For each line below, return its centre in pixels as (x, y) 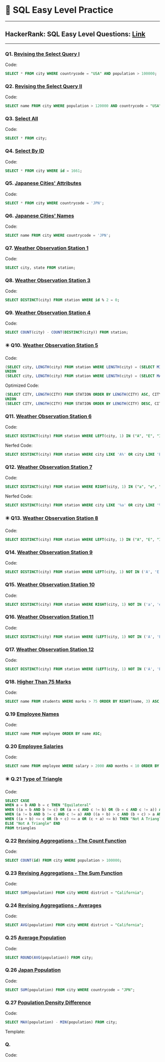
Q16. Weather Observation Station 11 (50, 617)
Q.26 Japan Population (33, 970)
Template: (15, 1031)
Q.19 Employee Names (32, 714)
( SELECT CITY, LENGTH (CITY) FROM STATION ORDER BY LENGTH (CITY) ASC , (78, 395)
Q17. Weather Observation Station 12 (50, 649)
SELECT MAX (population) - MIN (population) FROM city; (61, 1022)
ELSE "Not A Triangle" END (33, 823)
